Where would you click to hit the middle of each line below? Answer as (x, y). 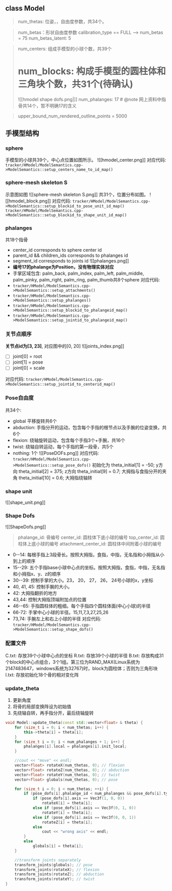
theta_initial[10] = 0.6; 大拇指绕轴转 (56, 478)
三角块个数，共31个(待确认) (76, 84)
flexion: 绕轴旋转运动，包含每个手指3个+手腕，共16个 (69, 440)
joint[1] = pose (28, 362)
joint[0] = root (27, 356)
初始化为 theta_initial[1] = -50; (123, 465)
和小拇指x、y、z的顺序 (37, 574)
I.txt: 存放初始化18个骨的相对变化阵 (42, 675)
